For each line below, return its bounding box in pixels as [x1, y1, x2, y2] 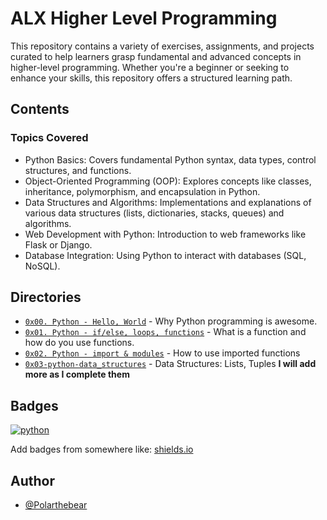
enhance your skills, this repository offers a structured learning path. [10, 72, 293, 84]
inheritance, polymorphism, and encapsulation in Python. [24, 185, 261, 197]
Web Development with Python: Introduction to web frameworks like [24, 228, 307, 240]
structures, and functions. [24, 164, 132, 176]
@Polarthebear [24, 499, 88, 511]
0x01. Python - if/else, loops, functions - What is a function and [24, 326, 307, 338]
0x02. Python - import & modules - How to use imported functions [24, 347, 301, 359]
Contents [10, 101, 70, 118]
